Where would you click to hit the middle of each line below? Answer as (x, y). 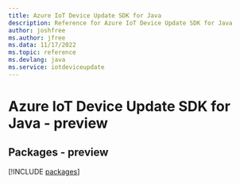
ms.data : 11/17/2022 (43, 45)
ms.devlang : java (37, 60)
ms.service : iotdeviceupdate (56, 67)
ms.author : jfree (37, 38)
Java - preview (58, 123)
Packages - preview (58, 153)
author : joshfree (37, 30)
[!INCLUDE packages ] (44, 171)
